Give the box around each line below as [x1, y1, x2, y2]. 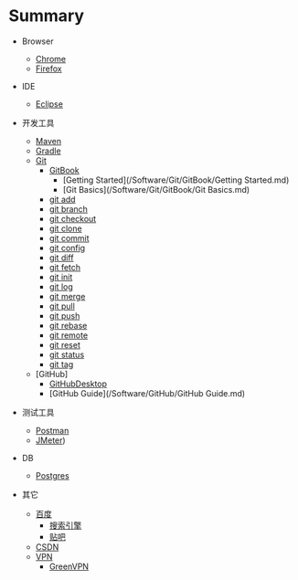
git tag [48, 358, 74, 370]
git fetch [48, 261, 81, 272]
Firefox [35, 63, 62, 74]
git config [48, 242, 86, 253]
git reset [48, 339, 81, 350]
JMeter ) [35, 435, 66, 446]
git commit [48, 232, 90, 243]
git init [48, 271, 73, 282]
